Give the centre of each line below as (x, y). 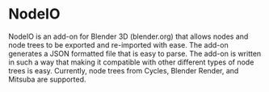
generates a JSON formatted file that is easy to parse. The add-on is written (135, 53)
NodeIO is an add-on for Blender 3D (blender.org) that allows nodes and (128, 36)
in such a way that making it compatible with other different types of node (131, 62)
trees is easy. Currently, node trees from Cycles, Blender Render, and (124, 70)
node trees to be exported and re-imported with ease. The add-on (118, 44)
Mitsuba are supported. (47, 79)
